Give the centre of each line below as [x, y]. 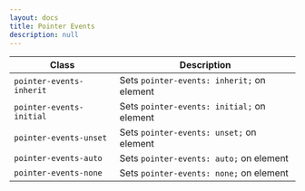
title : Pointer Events [52, 26]
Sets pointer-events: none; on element [204, 173]
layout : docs [34, 18]
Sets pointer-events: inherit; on [192, 81]
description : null [44, 34]
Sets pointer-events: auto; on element [204, 158]
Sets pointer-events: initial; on [192, 107]
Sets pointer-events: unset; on [188, 132]
